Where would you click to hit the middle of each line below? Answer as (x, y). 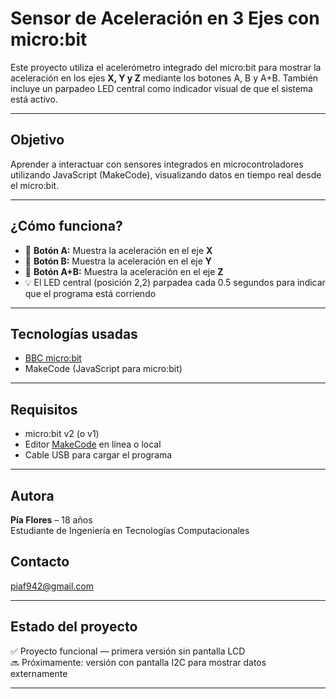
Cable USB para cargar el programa (98, 455)
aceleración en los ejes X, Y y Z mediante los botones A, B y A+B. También (164, 78)
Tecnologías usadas (74, 333)
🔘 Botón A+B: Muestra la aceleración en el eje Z (124, 271)
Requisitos (44, 409)
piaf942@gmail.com (52, 586)
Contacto (40, 562)
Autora (32, 495)
